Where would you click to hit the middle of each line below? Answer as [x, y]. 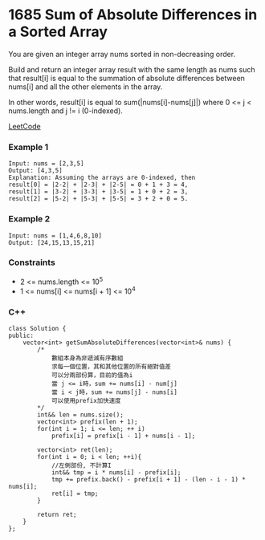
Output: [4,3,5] [35, 171]
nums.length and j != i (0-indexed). [65, 111]
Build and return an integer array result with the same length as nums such [132, 69]
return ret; [57, 515]
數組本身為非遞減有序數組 [87, 359]
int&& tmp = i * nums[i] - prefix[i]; [116, 473]
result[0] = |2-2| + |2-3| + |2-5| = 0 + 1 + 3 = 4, [98, 185]
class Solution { [37, 329]
